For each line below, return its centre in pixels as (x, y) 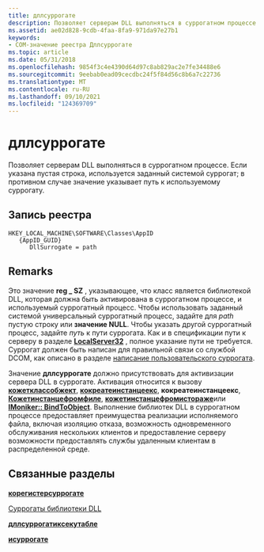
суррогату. (26, 190)
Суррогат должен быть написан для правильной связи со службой (122, 349)
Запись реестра (50, 215)
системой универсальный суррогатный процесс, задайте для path (121, 316)
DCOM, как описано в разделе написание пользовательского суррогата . (132, 358)
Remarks (31, 271)
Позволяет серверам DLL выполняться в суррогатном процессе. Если (128, 165)
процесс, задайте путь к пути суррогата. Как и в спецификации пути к (127, 333)
